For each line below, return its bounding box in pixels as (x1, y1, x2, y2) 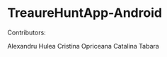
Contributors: (7, 28, 46, 37)
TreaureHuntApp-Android (7, 5, 163, 21)
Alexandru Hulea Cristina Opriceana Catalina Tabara (7, 42, 159, 50)
